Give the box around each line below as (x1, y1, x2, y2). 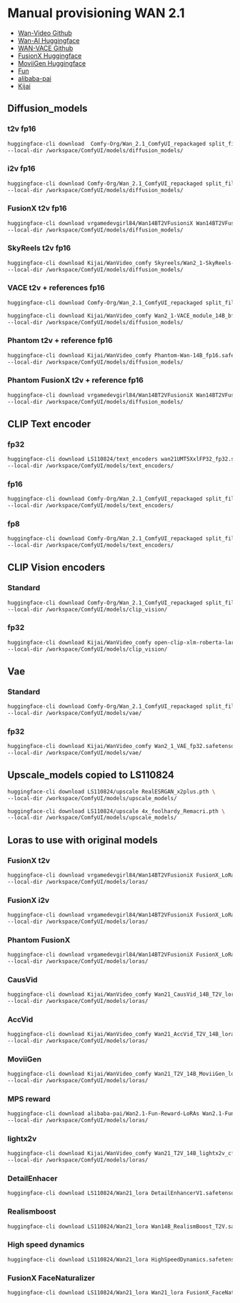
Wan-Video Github (17, 29, 73, 37)
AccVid (7, 1014, 34, 1024)
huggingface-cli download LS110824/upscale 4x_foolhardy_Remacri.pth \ (7, 807, 225, 815)
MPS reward (7, 1094, 51, 1104)
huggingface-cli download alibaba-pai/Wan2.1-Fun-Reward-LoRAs (7, 1110, 200, 1117)
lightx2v (7, 1134, 37, 1144)
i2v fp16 (7, 164, 36, 174)
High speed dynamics (7, 1239, 85, 1249)
